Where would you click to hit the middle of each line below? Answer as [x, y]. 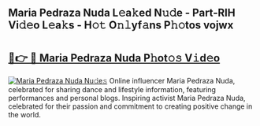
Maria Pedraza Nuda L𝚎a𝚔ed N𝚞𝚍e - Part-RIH [122, 13]
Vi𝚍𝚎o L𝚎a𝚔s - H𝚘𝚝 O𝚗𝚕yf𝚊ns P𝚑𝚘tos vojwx [121, 26]
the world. [25, 115]
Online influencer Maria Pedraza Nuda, [172, 81]
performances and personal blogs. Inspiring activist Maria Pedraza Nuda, [127, 98]
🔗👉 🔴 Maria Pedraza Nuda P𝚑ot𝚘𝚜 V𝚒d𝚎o [114, 58]
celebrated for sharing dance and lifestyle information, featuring [112, 89]
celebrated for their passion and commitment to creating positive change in [130, 106]
